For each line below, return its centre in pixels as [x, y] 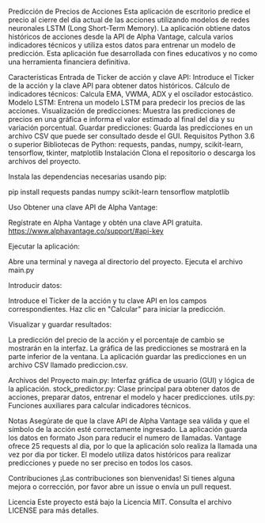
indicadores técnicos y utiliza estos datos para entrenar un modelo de [122, 45]
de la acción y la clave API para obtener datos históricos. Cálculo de [119, 85]
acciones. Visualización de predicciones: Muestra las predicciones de [122, 111]
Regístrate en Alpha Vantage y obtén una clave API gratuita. [106, 222]
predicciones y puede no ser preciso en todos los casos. [100, 463]
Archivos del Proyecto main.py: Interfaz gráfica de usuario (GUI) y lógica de [131, 380]
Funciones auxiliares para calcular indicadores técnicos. [100, 406]
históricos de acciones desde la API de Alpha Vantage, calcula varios [121, 36]
